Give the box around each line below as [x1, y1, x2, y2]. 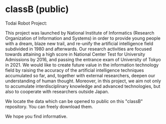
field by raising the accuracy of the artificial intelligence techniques [5, 67, 144, 73]
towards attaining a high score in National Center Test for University [5, 51, 145, 57]
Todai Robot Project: [5, 20, 48, 26]
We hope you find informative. [5, 113, 68, 119]
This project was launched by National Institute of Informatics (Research [5, 30, 154, 36]
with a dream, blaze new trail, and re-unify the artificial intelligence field [5, 40, 153, 46]
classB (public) [5, 4, 69, 15]
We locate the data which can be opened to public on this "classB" [5, 98, 143, 104]
